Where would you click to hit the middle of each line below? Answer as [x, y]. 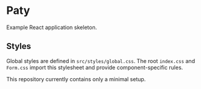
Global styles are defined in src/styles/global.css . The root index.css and [101, 61]
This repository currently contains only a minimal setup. [76, 79]
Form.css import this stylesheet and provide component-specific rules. [95, 67]
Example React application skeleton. [52, 27]
